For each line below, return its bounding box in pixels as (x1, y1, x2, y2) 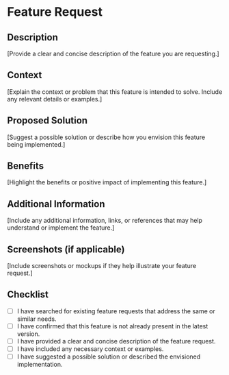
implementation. (16, 361, 63, 369)
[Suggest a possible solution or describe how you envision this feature (7, 133, 206, 141)
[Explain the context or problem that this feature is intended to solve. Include (7, 87, 223, 96)
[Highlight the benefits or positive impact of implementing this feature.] (7, 178, 207, 186)
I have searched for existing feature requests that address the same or (16, 306, 215, 315)
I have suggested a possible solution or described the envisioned (16, 352, 201, 361)
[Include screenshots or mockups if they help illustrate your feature (7, 262, 197, 270)
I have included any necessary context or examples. (16, 345, 164, 353)
